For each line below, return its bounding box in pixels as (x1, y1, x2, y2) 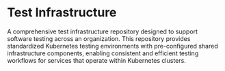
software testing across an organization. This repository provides (7, 34, 191, 42)
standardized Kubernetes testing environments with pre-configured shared (7, 42, 218, 50)
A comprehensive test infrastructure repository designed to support (7, 27, 198, 35)
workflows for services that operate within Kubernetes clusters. (7, 56, 186, 64)
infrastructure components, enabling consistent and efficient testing (7, 49, 199, 57)
